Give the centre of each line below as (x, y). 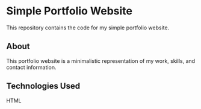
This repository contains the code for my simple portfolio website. (88, 28)
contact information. (31, 67)
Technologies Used (43, 86)
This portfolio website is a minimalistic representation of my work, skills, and (101, 60)
